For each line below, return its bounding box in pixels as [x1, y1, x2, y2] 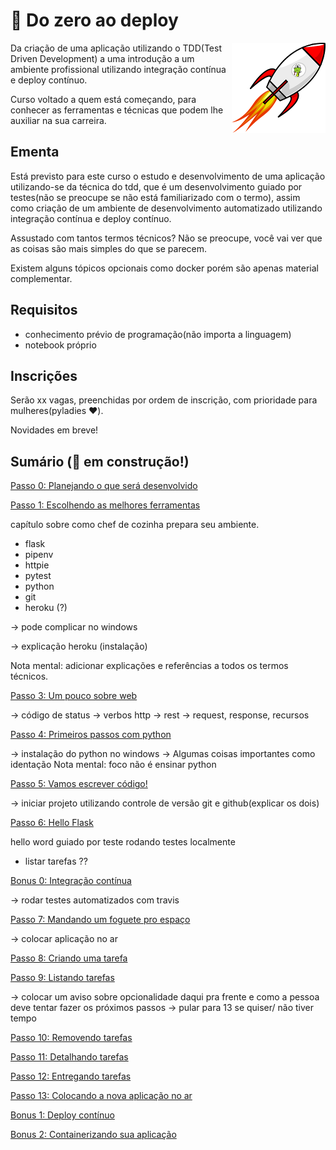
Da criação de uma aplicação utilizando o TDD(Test [10, 42, 222, 54]
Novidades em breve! [10, 424, 99, 436]
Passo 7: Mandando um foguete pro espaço [10, 914, 191, 926]
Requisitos [10, 302, 78, 319]
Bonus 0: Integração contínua [10, 875, 132, 887]
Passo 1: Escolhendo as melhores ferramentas [10, 499, 201, 511]
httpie [24, 559, 50, 571]
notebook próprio [24, 339, 97, 351]
